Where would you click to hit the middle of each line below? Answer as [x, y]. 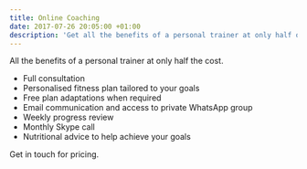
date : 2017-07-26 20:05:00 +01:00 [75, 26]
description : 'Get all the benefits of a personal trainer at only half [151, 35]
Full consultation [53, 79]
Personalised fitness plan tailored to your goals [111, 89]
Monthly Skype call [59, 127]
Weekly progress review [68, 117]
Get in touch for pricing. [54, 154]
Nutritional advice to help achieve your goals [107, 137]
